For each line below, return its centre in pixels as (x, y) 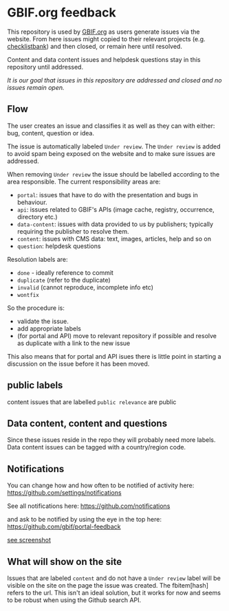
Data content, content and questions (87, 423)
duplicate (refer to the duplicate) (64, 280)
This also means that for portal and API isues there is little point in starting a (114, 356)
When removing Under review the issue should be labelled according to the (113, 174)
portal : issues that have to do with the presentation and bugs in (107, 195)
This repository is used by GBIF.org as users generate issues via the (103, 32)
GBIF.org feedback (62, 13)
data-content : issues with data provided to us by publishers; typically (115, 224)
